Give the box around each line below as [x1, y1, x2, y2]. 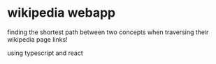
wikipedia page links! [7, 35, 68, 43]
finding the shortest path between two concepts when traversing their [7, 28, 209, 36]
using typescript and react [7, 49, 84, 57]
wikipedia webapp [7, 5, 116, 21]
